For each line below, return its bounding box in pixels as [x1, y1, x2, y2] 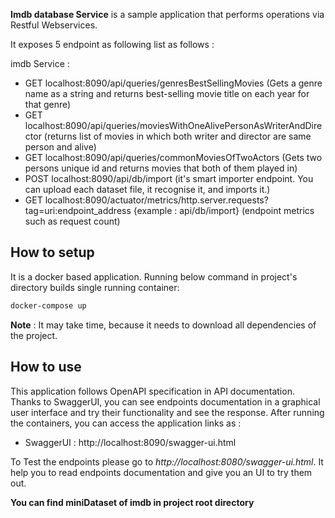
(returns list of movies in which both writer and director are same [43, 130, 312, 142]
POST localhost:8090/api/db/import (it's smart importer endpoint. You [24, 173, 314, 184]
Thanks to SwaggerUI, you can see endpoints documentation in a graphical [10, 395, 321, 408]
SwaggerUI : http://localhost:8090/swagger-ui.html [24, 436, 237, 448]
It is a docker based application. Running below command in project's [10, 270, 298, 283]
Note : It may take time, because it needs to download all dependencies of [10, 319, 317, 331]
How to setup [10, 244, 95, 261]
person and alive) [24, 141, 97, 153]
